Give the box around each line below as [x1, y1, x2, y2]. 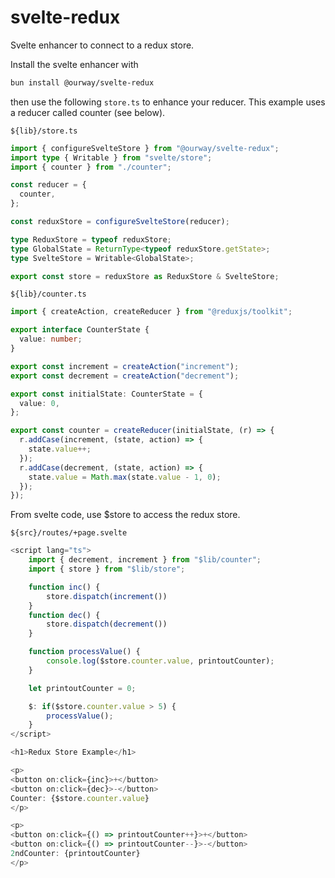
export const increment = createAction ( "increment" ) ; [10, 361, 240, 371]
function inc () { [28, 582, 101, 592]
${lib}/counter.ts [10, 289, 87, 300]
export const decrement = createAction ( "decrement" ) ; [10, 371, 240, 381]
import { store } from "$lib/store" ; [28, 564, 186, 575]
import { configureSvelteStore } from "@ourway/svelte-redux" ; [10, 143, 280, 153]
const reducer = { [10, 180, 87, 190]
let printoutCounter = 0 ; [28, 683, 137, 693]
